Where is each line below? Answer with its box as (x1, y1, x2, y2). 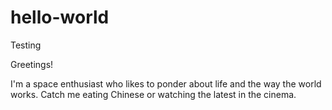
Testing (10, 39, 42, 51)
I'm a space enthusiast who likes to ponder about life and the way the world (10, 77, 322, 90)
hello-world (10, 6, 110, 29)
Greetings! (10, 58, 54, 70)
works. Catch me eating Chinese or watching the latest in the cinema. (10, 88, 297, 100)
